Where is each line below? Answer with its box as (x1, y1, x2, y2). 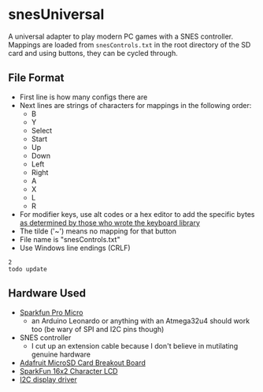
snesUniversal (8, 6, 105, 24)
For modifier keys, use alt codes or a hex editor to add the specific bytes (19, 209, 255, 218)
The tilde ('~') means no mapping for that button (19, 226, 177, 236)
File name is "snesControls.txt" (19, 234, 120, 244)
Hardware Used (8, 286, 87, 301)
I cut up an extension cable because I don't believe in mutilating (31, 341, 239, 350)
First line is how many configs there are (19, 92, 148, 102)
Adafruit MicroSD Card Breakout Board (19, 357, 146, 368)
